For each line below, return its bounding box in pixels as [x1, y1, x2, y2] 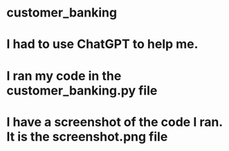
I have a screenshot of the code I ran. [6, 114, 223, 130]
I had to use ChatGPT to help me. [6, 37, 199, 52]
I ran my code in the [6, 68, 122, 83]
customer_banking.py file [6, 83, 158, 98]
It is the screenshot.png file [6, 129, 168, 144]
